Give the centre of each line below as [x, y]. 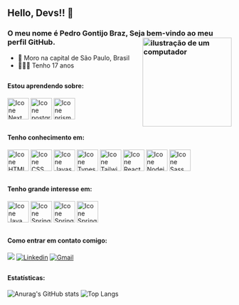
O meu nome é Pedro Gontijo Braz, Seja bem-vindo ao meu [110, 33]
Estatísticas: [26, 278]
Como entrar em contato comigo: [58, 241]
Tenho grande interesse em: [50, 189]
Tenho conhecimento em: [46, 138]
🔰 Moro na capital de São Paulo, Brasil [74, 58]
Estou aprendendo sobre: [46, 86]
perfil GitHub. [31, 42]
